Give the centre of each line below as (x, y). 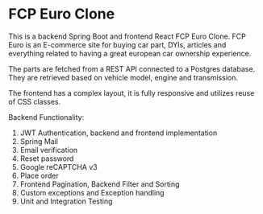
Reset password (47, 158)
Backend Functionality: (46, 117)
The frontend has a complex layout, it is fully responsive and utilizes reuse (131, 93)
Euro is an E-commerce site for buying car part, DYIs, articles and (117, 44)
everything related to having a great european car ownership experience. (130, 53)
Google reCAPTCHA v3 (59, 167)
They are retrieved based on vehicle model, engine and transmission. (123, 77)
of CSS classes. (35, 101)
